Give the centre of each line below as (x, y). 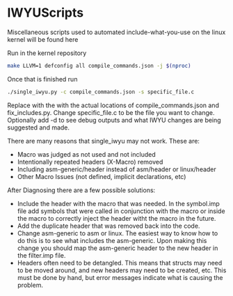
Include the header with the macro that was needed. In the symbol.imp (119, 203)
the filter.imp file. (41, 255)
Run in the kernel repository (47, 53)
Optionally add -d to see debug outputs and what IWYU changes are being (114, 120)
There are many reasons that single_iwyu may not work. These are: (104, 141)
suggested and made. (39, 127)
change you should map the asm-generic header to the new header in (118, 248)
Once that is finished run (42, 79)
